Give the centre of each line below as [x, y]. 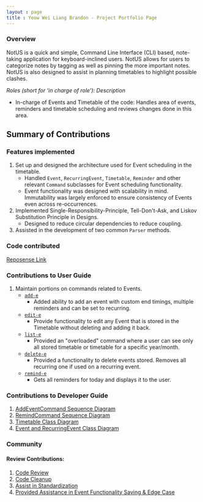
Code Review [32, 473]
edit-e [33, 315]
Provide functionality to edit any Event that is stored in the [106, 321]
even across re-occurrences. [61, 204]
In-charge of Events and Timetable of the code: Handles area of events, [105, 102]
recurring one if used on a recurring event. [87, 367]
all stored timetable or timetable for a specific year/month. [107, 347]
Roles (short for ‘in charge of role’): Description [66, 90]
